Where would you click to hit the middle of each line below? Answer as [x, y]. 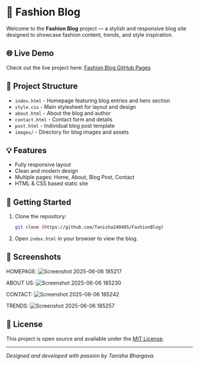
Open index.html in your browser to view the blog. [76, 238]
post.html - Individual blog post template [65, 125]
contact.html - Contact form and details [63, 119]
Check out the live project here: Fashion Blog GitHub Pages [78, 67]
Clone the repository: [41, 217]
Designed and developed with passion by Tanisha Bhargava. [81, 356]
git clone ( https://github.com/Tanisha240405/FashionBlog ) [89, 227]
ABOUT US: [20, 283]
